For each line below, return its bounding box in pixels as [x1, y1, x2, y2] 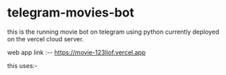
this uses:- [7, 61, 38, 69]
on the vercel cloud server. [7, 34, 84, 43]
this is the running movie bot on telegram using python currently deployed [7, 28, 220, 36]
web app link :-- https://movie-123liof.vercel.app [7, 48, 146, 56]
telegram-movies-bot [7, 5, 134, 21]
